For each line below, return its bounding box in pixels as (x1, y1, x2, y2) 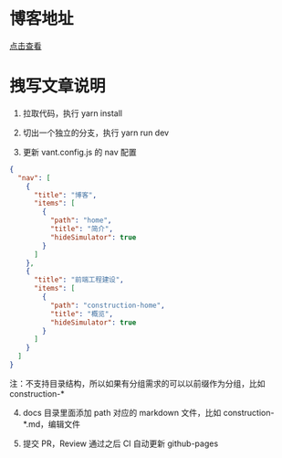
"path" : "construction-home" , (49, 301, 166, 310)
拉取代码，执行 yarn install (22, 107, 123, 119)
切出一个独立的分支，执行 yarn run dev (22, 127, 170, 138)
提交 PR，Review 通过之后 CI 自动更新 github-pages (22, 438, 219, 449)
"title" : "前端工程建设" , (33, 275, 125, 284)
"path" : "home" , (49, 216, 112, 225)
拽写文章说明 (9, 76, 107, 97)
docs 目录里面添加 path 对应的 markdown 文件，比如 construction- (22, 407, 275, 418)
